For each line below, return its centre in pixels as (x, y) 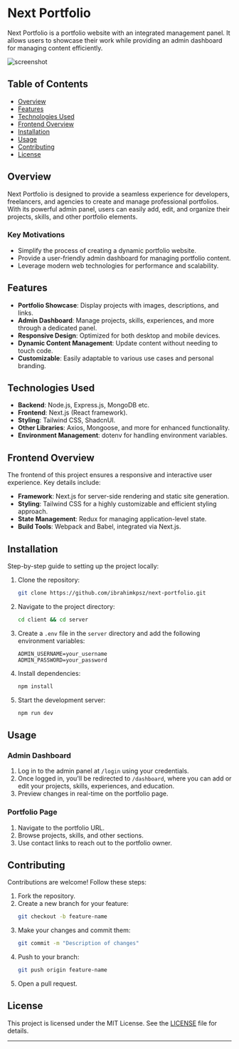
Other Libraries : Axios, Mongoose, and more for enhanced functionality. (123, 428)
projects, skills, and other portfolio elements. (73, 216)
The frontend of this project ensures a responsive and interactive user (110, 475)
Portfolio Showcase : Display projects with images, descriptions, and (118, 305)
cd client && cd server (53, 620)
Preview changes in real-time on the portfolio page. (93, 794)
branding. (32, 365)
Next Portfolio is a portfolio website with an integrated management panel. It (119, 33)
